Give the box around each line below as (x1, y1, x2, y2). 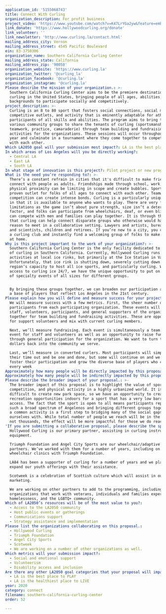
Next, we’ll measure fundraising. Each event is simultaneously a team (9, 328, 161, 333)
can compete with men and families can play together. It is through (9, 214, 156, 219)
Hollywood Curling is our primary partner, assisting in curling (9, 428, 147, 433)
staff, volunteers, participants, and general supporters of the (9, 309, 147, 314)
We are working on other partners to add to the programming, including (9, 487, 163, 492)
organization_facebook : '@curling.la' (5, 76, 85, 81)
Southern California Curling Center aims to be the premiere (9, 90, 138, 95)
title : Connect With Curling (5, 12, 65, 17)
